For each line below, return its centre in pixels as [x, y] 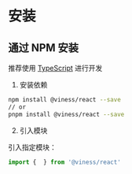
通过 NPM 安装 [44, 48]
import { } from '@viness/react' [65, 162]
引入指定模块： [32, 147]
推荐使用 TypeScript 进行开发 [55, 68]
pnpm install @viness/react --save [66, 114]
